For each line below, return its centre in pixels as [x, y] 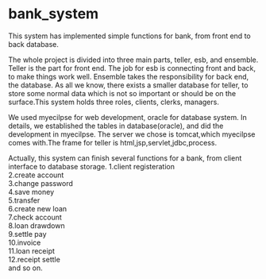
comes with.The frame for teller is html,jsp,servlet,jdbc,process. [112, 142]
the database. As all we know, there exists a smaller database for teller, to [128, 85]
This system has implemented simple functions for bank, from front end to [130, 36]
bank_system [54, 14]
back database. [34, 44]
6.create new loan [38, 208]
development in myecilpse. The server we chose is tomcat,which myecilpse [132, 134]
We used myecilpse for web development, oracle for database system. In [128, 117]
